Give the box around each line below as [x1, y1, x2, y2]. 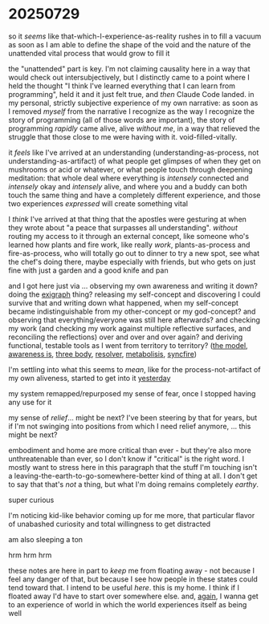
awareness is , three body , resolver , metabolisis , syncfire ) [8, 349, 198, 359]
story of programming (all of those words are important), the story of [8, 115, 235, 124]
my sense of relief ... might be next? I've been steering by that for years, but [8, 412, 258, 422]
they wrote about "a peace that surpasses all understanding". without [8, 222, 238, 233]
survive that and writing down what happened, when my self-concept [8, 298, 239, 307]
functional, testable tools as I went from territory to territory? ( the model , [8, 340, 248, 350]
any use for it [8, 397, 52, 407]
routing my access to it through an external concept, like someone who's [8, 231, 250, 241]
